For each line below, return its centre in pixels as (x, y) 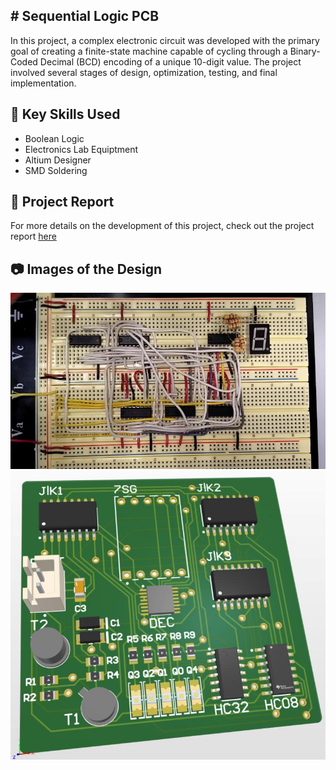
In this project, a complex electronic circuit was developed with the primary (165, 40)
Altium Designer (58, 160)
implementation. (43, 83)
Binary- (305, 51)
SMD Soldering (56, 170)
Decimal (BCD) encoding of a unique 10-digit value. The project (170, 61)
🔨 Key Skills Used (65, 114)
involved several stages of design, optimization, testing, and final (144, 72)
